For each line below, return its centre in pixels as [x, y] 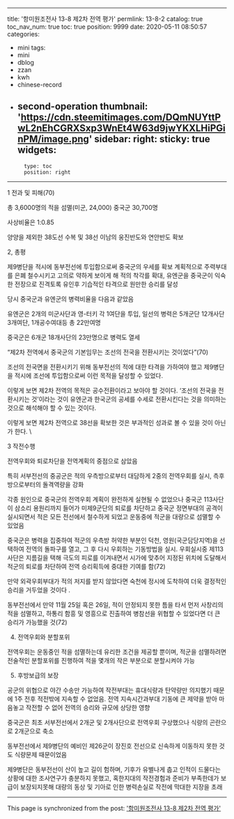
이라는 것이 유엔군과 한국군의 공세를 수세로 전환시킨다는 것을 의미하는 [132, 399]
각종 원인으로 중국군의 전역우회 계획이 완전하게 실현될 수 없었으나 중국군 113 [110, 499]
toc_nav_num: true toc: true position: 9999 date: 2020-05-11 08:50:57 [107, 26]
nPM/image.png [53, 139]
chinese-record [40, 85]
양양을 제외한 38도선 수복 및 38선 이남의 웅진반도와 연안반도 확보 [95, 237]
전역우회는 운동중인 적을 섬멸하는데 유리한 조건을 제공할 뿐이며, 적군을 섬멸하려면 [117, 652]
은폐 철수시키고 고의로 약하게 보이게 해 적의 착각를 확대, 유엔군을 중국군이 [114, 275]
